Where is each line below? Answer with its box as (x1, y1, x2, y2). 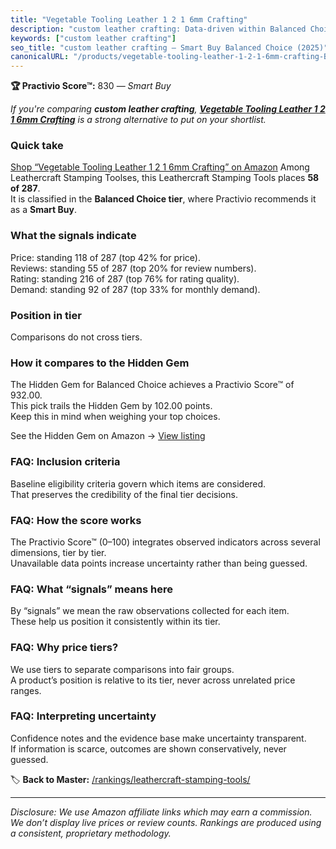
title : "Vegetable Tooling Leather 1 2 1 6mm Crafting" (10, 14, 248, 25)
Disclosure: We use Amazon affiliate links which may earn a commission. (10, 806, 313, 818)
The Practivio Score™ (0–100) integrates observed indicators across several (10, 536, 321, 548)
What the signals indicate (10, 229, 137, 243)
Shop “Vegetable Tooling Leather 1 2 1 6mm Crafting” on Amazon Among (10, 161, 310, 173)
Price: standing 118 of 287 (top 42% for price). (10, 251, 201, 263)
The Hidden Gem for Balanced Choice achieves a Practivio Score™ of (10, 379, 295, 391)
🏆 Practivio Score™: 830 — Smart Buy (10, 80, 172, 92)
